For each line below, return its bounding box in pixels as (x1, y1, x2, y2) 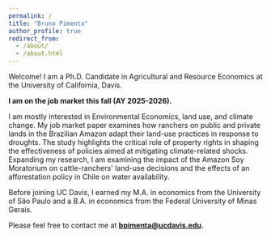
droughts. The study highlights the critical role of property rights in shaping (8, 138, 259, 147)
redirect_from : (8, 34, 60, 43)
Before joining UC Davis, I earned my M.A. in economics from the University (8, 188, 261, 197)
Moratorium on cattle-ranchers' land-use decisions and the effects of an (8, 164, 250, 172)
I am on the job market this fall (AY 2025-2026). (8, 96, 172, 105)
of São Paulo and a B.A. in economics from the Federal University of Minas (8, 196, 257, 206)
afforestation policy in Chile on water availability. (8, 172, 170, 181)
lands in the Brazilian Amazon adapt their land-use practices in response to (8, 129, 259, 138)
